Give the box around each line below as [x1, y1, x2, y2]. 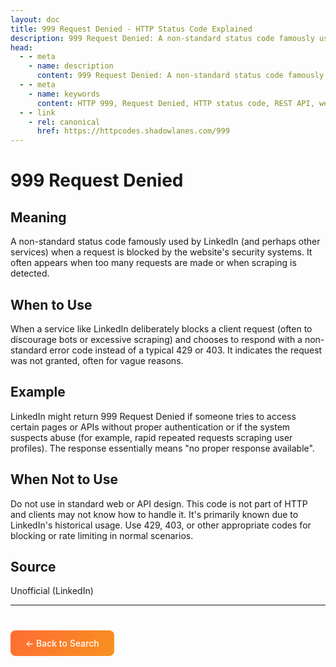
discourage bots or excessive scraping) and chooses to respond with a [10, 333, 303, 345]
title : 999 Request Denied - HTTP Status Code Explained [10, 24, 253, 34]
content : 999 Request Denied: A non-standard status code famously [36, 71, 325, 81]
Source [10, 558, 57, 575]
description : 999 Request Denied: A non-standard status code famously [10, 33, 315, 43]
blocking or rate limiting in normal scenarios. [10, 529, 194, 541]
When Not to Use [10, 471, 118, 488]
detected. [10, 267, 50, 280]
